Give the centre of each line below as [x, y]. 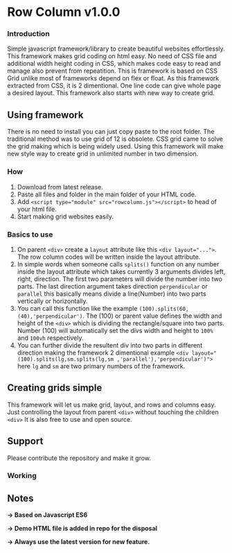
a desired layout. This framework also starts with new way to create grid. [111, 93]
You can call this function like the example [77, 308]
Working [22, 476]
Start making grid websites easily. [65, 216]
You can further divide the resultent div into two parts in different [110, 345]
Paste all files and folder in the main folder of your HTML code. [107, 194]
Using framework [45, 115]
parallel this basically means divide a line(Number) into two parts [111, 293]
